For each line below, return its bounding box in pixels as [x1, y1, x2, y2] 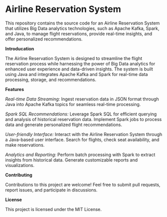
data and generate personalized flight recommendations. [5, 121, 122, 127]
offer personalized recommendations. [5, 36, 83, 42]
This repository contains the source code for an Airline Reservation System [5, 20, 160, 26]
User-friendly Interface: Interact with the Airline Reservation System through [5, 131, 162, 137]
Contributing [5, 171, 32, 178]
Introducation [5, 45, 34, 51]
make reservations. [5, 141, 45, 148]
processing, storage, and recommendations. [5, 76, 96, 82]
